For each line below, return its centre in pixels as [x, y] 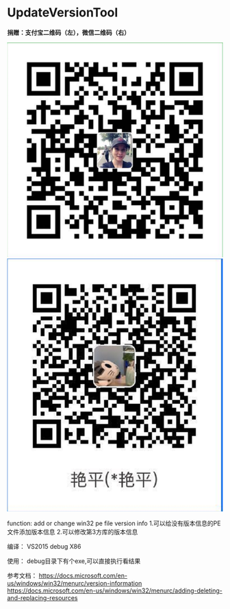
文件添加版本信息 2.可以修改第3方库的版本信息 [73, 532]
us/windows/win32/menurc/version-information [75, 584]
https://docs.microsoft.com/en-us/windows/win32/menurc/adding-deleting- [115, 590]
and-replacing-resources [42, 598]
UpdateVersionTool [63, 13]
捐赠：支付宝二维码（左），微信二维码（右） [68, 32]
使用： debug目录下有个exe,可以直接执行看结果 [74, 561]
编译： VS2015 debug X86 [44, 547]
